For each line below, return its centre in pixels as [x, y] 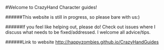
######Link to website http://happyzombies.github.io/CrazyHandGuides [82, 42]
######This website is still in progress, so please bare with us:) [73, 17]
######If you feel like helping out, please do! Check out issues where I [80, 27]
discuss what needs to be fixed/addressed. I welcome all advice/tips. [78, 32]
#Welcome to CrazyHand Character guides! [51, 7]
